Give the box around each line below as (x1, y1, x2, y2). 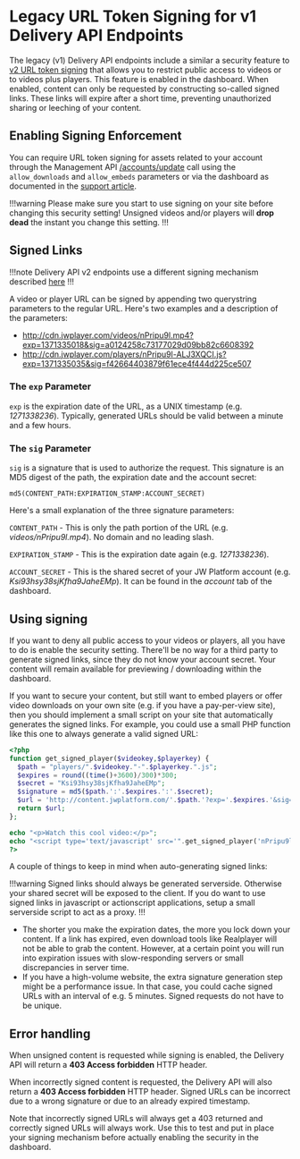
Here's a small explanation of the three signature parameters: (9, 505, 235, 516)
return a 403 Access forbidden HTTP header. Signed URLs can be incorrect (9, 1087, 291, 1097)
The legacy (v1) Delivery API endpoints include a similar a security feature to (9, 55, 290, 65)
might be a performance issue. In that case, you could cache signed (21, 981, 273, 992)
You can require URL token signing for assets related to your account (9, 152, 263, 163)
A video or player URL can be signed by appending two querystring (9, 293, 257, 304)
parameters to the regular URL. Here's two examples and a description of (9, 302, 279, 314)
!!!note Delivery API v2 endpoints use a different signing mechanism (9, 266, 259, 277)
